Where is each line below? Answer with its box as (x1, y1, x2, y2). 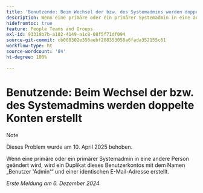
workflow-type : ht (6, 43, 53, 49)
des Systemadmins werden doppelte (6, 98, 195, 112)
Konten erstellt (6, 111, 83, 125)
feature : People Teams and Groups (6, 25, 94, 32)
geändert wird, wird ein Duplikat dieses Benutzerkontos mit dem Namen (6, 161, 185, 169)
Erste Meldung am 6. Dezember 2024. (6, 180, 101, 187)
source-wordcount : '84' (6, 49, 66, 55)
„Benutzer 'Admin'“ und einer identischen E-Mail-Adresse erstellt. (6, 168, 169, 175)
